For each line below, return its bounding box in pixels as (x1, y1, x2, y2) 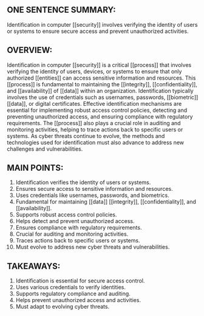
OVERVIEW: (7, 45, 53, 55)
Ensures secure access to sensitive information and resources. (15, 185, 173, 193)
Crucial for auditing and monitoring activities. (15, 230, 129, 238)
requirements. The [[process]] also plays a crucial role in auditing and (7, 119, 181, 126)
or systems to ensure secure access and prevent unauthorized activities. (7, 27, 189, 35)
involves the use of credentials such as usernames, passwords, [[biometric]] (7, 94, 199, 101)
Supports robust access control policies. (15, 211, 117, 218)
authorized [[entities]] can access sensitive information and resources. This (7, 74, 196, 81)
